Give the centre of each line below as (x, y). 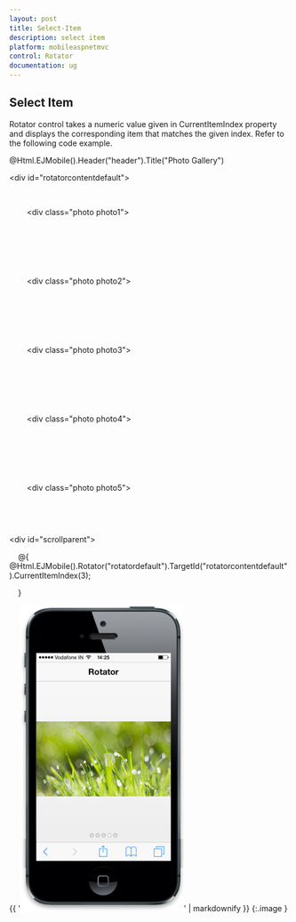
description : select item (57, 37)
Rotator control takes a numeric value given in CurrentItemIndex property (143, 124)
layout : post (33, 19)
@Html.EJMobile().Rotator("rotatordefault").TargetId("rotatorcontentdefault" (148, 565)
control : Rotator (41, 56)
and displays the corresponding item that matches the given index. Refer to (147, 133)
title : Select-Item (45, 28)
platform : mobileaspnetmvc (59, 47)
